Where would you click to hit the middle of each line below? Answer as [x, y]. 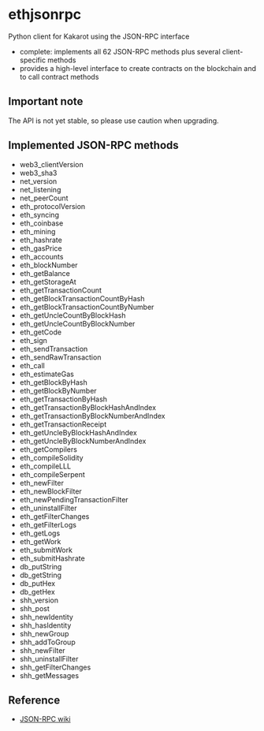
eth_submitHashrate [52, 558]
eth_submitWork [46, 550]
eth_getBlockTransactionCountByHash [82, 298]
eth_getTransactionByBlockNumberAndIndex [92, 416]
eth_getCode [40, 332]
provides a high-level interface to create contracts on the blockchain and [138, 68]
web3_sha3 [38, 173]
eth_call [32, 365]
